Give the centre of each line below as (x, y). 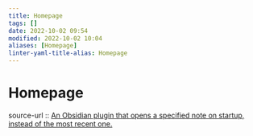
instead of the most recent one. (60, 124)
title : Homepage (35, 16)
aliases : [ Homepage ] (43, 46)
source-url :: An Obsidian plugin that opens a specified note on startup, (126, 115)
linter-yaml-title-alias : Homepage (68, 53)
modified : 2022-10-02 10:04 (56, 38)
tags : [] (23, 23)
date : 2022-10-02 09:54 (48, 31)
